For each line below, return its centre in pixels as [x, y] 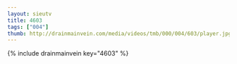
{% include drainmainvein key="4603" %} [68, 53]
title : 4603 [25, 20]
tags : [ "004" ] [28, 27]
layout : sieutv [30, 14]
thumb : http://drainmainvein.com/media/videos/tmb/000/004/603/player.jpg [120, 33]
